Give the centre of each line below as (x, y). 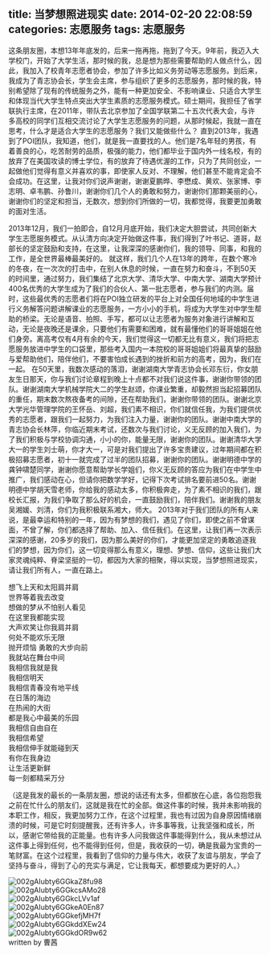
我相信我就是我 (33, 667)
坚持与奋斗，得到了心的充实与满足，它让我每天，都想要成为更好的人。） (126, 865)
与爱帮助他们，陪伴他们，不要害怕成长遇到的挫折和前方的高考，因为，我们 (131, 359)
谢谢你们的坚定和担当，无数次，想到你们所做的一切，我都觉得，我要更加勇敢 (135, 201)
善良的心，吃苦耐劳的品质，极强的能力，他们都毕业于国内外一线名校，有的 (138, 150)
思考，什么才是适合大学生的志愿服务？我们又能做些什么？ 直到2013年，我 (130, 130)
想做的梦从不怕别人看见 (47, 607)
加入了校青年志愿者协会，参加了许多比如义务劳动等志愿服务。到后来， (145, 70)
